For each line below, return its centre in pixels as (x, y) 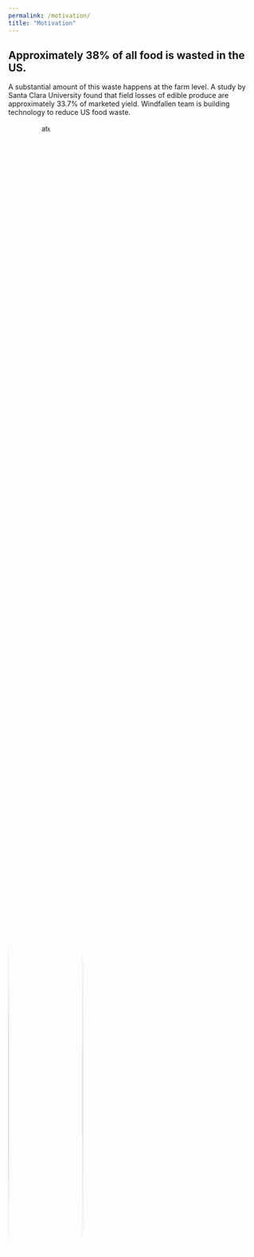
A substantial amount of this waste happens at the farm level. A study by (127, 87)
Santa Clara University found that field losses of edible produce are (119, 96)
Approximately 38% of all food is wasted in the (127, 55)
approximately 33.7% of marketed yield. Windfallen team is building (119, 104)
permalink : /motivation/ (49, 16)
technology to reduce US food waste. (70, 112)
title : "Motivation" (43, 23)
